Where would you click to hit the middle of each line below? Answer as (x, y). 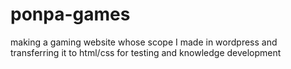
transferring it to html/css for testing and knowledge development (146, 52)
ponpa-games (70, 14)
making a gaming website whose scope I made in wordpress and (144, 42)
